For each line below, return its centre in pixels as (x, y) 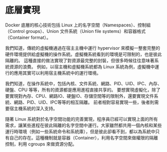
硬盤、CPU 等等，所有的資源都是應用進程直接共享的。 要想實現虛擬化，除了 (83, 90)
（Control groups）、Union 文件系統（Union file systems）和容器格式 (75, 31)
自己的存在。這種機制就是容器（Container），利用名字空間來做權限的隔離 (83, 138)
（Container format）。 (28, 37)
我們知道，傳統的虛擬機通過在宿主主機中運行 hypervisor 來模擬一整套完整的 (83, 48)
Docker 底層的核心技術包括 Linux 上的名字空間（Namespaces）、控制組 (78, 25)
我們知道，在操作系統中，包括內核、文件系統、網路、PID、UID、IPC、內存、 (84, 83)
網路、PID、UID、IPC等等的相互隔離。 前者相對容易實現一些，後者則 (84, 102)
